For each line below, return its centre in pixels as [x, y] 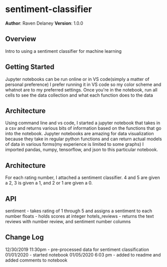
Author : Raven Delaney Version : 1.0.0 [44, 23]
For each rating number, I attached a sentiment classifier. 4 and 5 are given [83, 177]
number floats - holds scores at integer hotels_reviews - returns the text [79, 216]
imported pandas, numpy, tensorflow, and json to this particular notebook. [81, 150]
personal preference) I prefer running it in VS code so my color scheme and [83, 84]
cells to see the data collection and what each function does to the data [79, 95]
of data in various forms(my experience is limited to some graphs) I [74, 144]
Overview [21, 39]
